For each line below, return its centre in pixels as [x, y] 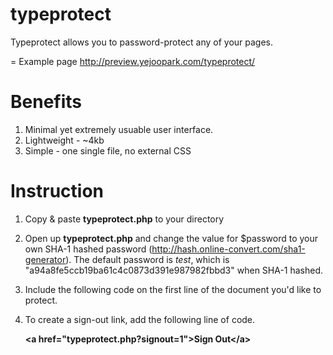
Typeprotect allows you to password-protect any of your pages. [142, 42]
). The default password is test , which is [147, 259]
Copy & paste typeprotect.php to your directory [124, 219]
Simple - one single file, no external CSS [108, 150]
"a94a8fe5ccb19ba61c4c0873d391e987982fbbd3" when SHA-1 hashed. [174, 270]
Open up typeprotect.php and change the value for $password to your [171, 238]
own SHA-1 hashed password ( [88, 249]
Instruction [57, 191]
